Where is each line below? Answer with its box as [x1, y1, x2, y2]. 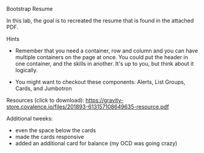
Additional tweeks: [6, 115, 53, 122]
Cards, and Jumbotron [15, 85, 72, 92]
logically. [15, 66, 38, 74]
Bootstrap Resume [6, 5, 53, 12]
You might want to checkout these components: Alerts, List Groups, [15, 79, 186, 85]
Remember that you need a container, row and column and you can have [15, 47, 199, 54]
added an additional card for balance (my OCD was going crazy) [15, 140, 178, 147]
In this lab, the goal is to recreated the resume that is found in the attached [6, 17, 194, 24]
